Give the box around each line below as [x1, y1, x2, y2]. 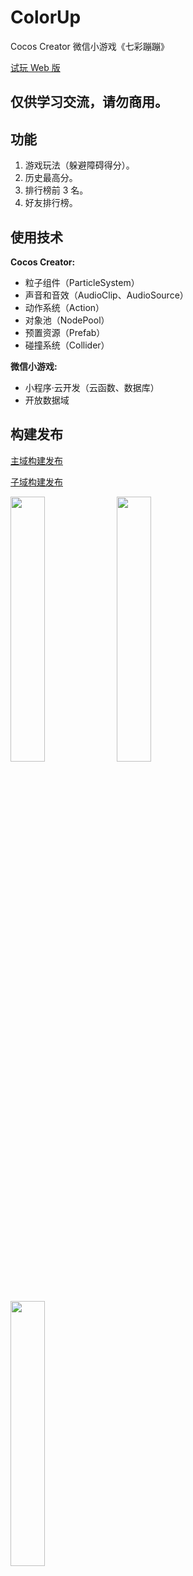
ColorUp [10, 6, 82, 29]
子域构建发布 [10, 476, 63, 488]
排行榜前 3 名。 [24, 184, 89, 196]
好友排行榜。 [24, 197, 78, 209]
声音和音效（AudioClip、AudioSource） [24, 289, 189, 301]
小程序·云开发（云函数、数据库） [24, 381, 160, 393]
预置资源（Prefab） [24, 326, 106, 338]
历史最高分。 [24, 172, 78, 184]
